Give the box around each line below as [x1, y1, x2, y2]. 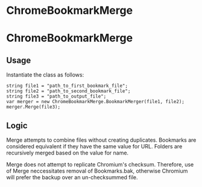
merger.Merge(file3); [6, 104, 61, 110]
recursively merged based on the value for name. [6, 149, 128, 156]
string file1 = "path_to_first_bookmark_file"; [6, 83, 128, 89]
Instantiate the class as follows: [6, 71, 84, 78]
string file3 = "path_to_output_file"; [6, 93, 107, 100]
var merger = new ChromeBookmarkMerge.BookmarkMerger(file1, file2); [6, 99, 185, 105]
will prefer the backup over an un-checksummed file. [6, 174, 138, 181]
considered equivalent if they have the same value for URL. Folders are [6, 143, 183, 150]
